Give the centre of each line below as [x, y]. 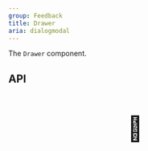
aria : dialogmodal [39, 31]
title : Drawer [32, 23]
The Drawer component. [47, 54]
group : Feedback [35, 16]
